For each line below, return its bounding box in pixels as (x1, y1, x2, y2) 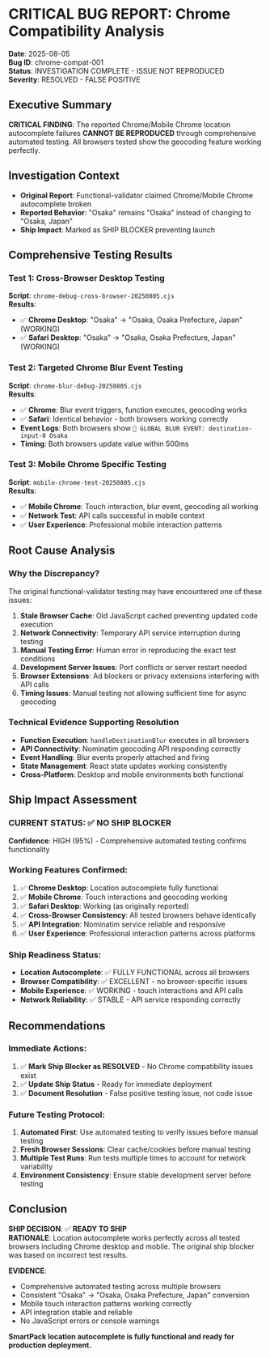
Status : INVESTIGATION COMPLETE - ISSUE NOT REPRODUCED (8, 66, 225, 75)
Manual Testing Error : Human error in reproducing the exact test (19, 645, 237, 655)
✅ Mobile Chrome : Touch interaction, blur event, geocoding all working (19, 501, 259, 511)
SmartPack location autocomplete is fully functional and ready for (8, 1331, 234, 1341)
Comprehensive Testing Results (8, 248, 173, 261)
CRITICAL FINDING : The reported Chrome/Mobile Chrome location (8, 119, 231, 129)
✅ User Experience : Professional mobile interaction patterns (19, 520, 222, 529)
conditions (19, 653, 56, 664)
